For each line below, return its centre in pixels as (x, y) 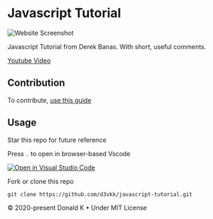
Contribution (36, 83)
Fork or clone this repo (41, 181)
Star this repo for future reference (57, 140)
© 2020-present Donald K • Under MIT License (77, 208)
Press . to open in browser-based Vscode (69, 153)
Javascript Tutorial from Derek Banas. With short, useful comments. (107, 46)
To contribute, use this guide (50, 100)
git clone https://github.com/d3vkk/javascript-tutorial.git (100, 194)
